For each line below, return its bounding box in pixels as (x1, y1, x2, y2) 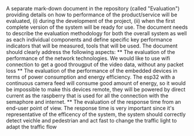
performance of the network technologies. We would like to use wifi (6, 55, 170, 62)
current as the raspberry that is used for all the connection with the (6, 92, 169, 99)
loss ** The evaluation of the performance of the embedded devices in (6, 67, 178, 74)
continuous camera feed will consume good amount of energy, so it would (6, 80, 186, 87)
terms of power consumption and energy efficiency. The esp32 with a (6, 73, 175, 80)
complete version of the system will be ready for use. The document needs (6, 23, 188, 30)
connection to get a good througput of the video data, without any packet (6, 61, 184, 68)
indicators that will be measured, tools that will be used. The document (6, 42, 178, 49)
